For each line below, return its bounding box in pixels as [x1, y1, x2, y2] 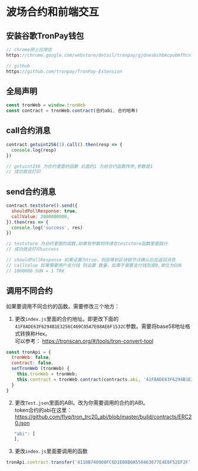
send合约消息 [6, 187, 56, 197]
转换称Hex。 [19, 330, 51, 337]
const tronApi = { [6, 349, 51, 355]
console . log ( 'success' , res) [11, 225, 83, 230]
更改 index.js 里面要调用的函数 [14, 447, 88, 455]
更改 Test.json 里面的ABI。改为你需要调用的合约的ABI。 [14, 399, 148, 406]
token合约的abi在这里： [14, 406, 72, 414]
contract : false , [11, 360, 54, 366]
